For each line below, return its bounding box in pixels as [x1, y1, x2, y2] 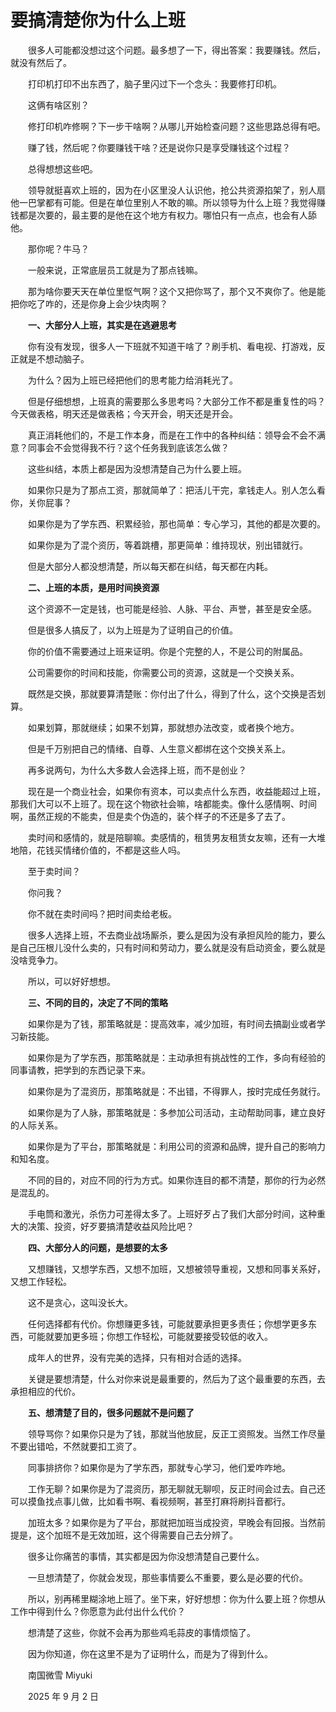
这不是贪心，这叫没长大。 [27, 1296, 133, 1308]
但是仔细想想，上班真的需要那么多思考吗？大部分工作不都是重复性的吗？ [27, 395, 326, 407]
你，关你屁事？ [10, 496, 72, 508]
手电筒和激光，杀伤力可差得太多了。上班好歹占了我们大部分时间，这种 [27, 1207, 317, 1220]
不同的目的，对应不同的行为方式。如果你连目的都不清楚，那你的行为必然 [27, 1174, 326, 1186]
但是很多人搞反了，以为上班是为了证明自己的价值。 [27, 624, 238, 636]
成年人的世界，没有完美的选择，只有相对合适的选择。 [27, 1351, 247, 1363]
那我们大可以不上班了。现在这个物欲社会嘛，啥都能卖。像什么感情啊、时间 [10, 797, 317, 810]
